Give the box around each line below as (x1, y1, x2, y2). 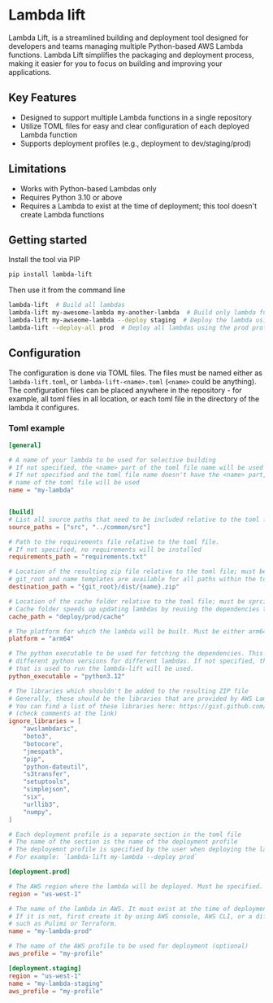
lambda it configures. (8, 402, 80, 412)
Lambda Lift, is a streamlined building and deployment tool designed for (8, 33, 249, 42)
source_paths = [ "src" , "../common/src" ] (8, 523, 151, 531)
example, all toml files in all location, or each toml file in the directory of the (8, 393, 260, 404)
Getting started (8, 233, 88, 247)
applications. (8, 67, 51, 77)
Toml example (8, 423, 65, 434)
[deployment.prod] (8, 868, 71, 876)
